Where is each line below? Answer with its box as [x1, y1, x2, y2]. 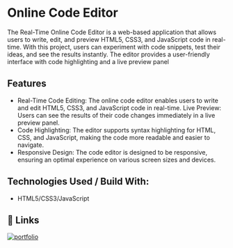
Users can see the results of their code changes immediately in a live [17, 111, 216, 119]
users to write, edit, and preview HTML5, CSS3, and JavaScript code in [7, 35, 211, 43]
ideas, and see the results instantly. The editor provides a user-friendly [7, 50, 210, 59]
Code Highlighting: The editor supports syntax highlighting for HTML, [17, 125, 216, 134]
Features [7, 78, 47, 90]
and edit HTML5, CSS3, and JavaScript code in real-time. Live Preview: [17, 103, 221, 112]
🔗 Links [7, 214, 40, 226]
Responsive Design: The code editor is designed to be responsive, [17, 148, 207, 156]
